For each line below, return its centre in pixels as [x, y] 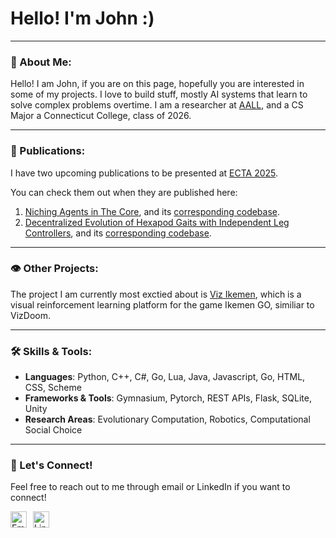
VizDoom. [30, 315]
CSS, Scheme [53, 388]
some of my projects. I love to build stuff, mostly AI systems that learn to [159, 94]
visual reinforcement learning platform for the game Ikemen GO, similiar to [162, 304]
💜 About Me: [41, 62]
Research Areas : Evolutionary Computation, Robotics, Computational [167, 419]
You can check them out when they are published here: [124, 192]
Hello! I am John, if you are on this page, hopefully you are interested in [157, 84]
